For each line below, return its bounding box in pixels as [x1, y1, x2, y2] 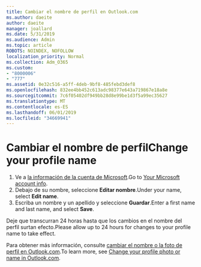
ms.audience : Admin [6, 37, 55, 43]
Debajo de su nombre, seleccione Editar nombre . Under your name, [14, 186, 182, 194]
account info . [14, 180, 48, 187]
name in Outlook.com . [6, 254, 61, 262]
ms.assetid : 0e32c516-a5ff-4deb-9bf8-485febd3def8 [6, 82, 136, 88]
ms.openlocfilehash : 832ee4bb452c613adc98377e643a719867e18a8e [6, 87, 168, 93]
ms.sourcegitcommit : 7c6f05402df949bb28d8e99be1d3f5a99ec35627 [6, 93, 168, 99]
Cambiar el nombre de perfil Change [6, 141, 188, 155]
